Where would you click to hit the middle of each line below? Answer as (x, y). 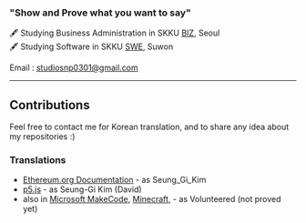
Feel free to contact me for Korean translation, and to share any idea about (149, 127)
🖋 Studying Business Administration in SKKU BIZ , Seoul (115, 33)
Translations (38, 160)
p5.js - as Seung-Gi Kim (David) (82, 189)
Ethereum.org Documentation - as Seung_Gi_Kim (114, 180)
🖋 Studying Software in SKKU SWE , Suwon (92, 46)
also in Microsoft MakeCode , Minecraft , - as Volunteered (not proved (152, 199)
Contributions (50, 105)
